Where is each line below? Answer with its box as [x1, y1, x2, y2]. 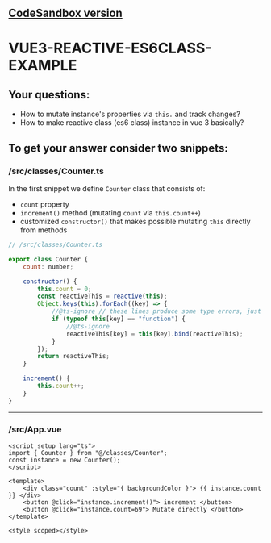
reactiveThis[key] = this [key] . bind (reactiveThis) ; [65, 330, 244, 338]
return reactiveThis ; [37, 353, 110, 361]
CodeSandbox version [8, 6, 123, 20]
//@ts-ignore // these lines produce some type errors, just [51, 307, 262, 315]
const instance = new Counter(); [8, 456, 121, 464]
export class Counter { [8, 255, 89, 263]
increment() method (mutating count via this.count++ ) [19, 208, 202, 218]
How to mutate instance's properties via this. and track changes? [19, 109, 240, 119]
